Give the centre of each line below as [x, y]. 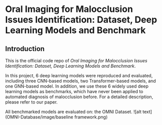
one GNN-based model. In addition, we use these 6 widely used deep [77, 86]
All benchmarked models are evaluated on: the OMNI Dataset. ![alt [73, 112]
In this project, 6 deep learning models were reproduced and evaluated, [79, 75]
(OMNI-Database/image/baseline [39, 117]
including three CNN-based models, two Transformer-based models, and [80, 81]
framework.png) [91, 117]
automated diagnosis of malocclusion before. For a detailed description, [79, 97]
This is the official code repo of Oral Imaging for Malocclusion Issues [76, 61]
